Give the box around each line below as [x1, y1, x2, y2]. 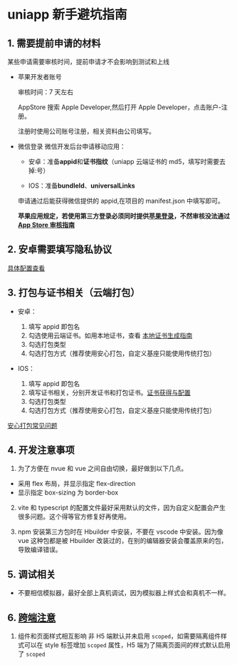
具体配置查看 [7, 263, 45, 272]
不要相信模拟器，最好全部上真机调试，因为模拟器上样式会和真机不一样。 [17, 589, 230, 597]
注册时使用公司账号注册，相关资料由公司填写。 [17, 127, 155, 136]
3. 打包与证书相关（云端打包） [7, 287, 140, 299]
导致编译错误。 [17, 545, 62, 554]
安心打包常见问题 [7, 421, 58, 430]
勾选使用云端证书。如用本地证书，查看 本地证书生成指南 [28, 331, 193, 340]
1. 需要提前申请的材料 [7, 37, 101, 49]
